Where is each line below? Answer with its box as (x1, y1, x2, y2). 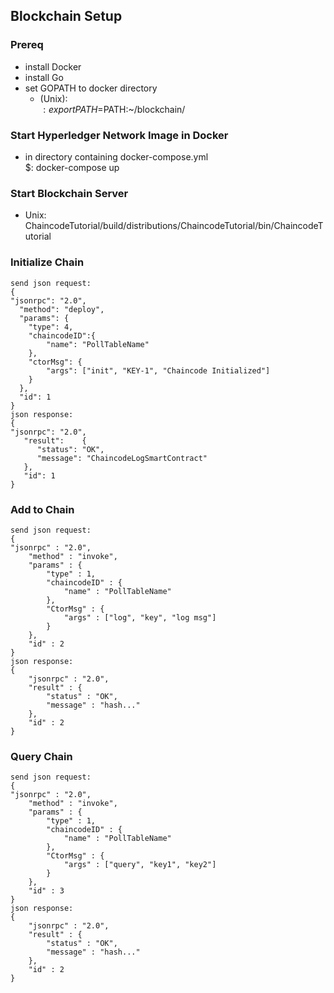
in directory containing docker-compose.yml (24, 150, 209, 163)
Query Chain (10, 749, 73, 763)
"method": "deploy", (19, 304, 105, 314)
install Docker (24, 60, 82, 73)
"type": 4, (28, 322, 74, 332)
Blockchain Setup (10, 8, 123, 25)
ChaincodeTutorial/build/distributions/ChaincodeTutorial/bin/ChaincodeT (24, 220, 324, 232)
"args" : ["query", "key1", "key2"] (63, 860, 217, 870)
